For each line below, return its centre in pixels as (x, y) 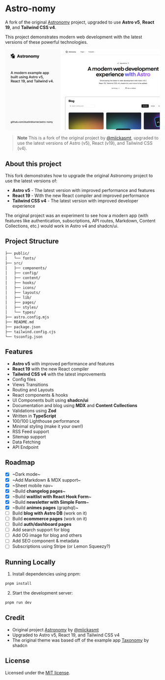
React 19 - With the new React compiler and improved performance (81, 196)
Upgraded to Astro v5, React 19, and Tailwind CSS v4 (66, 635)
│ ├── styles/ (22, 307)
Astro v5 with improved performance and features (63, 363)
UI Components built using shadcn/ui (50, 400)
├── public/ (17, 253)
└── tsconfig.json (24, 337)
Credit (15, 618)
